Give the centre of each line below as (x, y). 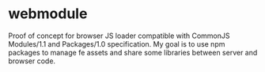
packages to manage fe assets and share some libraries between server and (133, 52)
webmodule (48, 14)
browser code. (32, 61)
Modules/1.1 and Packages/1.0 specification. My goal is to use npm (117, 44)
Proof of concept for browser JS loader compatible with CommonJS (119, 36)
